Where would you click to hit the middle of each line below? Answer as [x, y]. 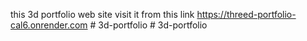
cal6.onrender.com [49, 25]
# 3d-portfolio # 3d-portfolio [148, 25]
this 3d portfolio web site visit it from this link [102, 14]
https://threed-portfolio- [246, 14]
